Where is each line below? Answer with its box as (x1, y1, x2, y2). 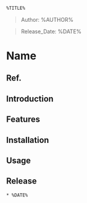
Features (6, 115, 40, 125)
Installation (6, 135, 49, 145)
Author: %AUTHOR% (20, 16, 74, 23)
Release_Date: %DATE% (20, 27, 82, 35)
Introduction (6, 93, 54, 104)
